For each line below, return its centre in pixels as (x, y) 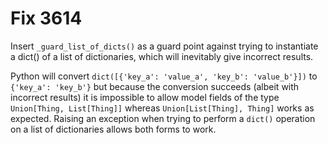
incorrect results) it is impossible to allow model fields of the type (145, 97)
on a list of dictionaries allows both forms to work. (113, 129)
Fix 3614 (46, 18)
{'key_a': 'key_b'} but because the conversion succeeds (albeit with (155, 86)
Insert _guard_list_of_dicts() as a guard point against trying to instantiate (164, 46)
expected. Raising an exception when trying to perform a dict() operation (163, 118)
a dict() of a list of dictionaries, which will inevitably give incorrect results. (162, 56)
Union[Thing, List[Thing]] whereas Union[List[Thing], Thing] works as (162, 108)
